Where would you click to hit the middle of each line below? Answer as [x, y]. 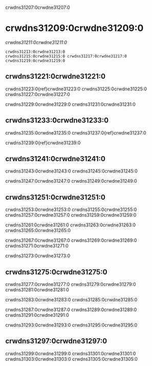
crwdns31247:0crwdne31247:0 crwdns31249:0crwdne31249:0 [71, 181]
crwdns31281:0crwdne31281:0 [37, 290]
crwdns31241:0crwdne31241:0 [56, 159]
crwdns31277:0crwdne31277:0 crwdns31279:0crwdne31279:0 [71, 284]
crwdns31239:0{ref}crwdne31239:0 [43, 143]
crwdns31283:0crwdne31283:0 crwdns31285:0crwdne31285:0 [71, 300]
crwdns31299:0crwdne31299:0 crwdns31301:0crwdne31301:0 [71, 353]
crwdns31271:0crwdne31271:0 [37, 246]
